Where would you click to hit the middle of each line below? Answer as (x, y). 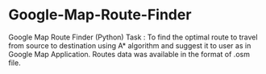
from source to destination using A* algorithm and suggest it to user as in (130, 45)
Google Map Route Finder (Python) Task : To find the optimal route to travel (133, 37)
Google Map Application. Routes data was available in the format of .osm (129, 54)
